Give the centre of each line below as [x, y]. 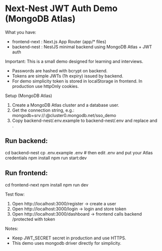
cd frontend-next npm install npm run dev [47, 184]
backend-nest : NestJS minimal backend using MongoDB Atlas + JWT [82, 47]
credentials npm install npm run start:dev [46, 158]
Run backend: [26, 141]
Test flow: [15, 194]
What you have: [21, 32]
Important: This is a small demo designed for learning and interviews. [74, 61]
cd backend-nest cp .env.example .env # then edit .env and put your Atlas [79, 152]
